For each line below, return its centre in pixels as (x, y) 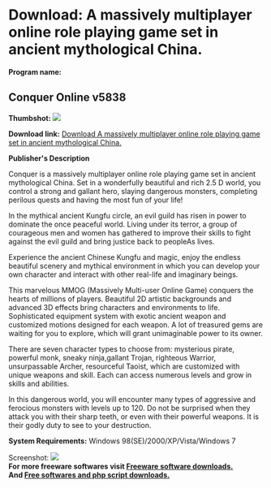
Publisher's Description (49, 158)
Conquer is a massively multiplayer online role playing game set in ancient (132, 174)
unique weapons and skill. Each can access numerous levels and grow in (130, 374)
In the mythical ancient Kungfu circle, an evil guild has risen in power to (127, 215)
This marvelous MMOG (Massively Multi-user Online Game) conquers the (131, 290)
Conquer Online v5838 (67, 98)
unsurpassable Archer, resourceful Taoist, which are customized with (124, 366)
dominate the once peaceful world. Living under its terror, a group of (123, 224)
